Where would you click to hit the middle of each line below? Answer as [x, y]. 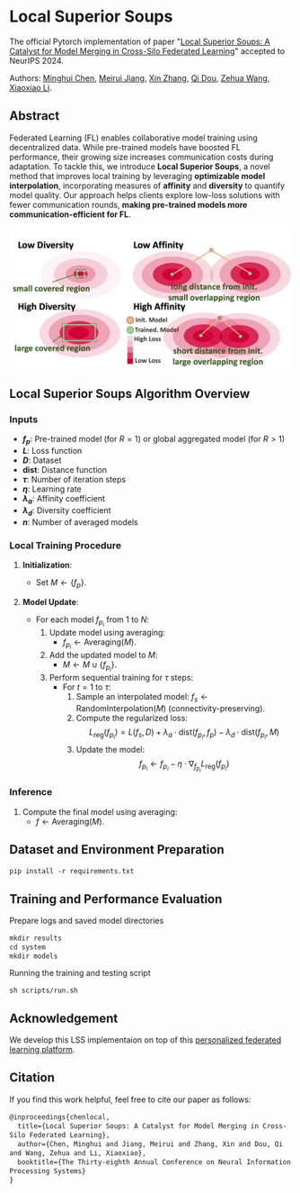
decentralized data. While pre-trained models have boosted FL [125, 147]
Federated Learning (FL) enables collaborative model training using [133, 138]
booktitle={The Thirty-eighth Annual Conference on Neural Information [154, 1162]
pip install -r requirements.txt [72, 872]
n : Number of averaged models [80, 522]
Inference [31, 792]
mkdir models [34, 956]
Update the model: [110, 750]
